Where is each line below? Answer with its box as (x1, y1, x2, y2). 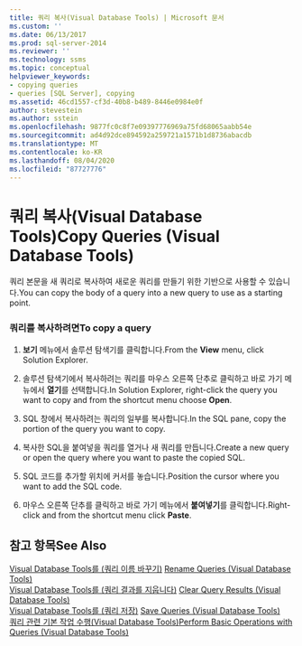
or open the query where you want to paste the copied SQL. (22, 452, 246, 463)
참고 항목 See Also (9, 538, 107, 553)
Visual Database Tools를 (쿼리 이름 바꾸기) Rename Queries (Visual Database (9, 564, 291, 575)
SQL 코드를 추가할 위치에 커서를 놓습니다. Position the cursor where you (22, 471, 279, 482)
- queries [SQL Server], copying (9, 89, 135, 98)
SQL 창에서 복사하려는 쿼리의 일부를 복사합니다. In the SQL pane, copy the (22, 413, 287, 424)
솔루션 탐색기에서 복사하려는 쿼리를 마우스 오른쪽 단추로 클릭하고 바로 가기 (22, 372, 283, 384)
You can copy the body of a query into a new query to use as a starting (18, 287, 283, 298)
